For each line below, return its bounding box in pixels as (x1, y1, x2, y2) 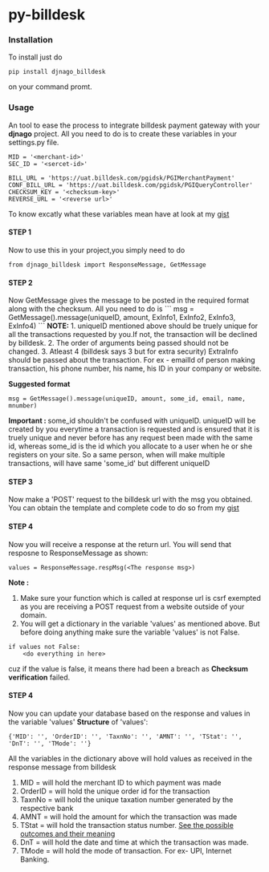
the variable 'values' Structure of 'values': (8, 716, 149, 727)
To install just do (8, 52, 63, 62)
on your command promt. (8, 82, 92, 91)
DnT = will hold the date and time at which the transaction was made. (19, 837, 249, 847)
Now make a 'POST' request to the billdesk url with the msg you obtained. (8, 495, 253, 505)
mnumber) (8, 402, 38, 410)
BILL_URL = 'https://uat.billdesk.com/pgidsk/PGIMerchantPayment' (8, 174, 235, 182)
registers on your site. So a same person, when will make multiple (8, 450, 226, 460)
